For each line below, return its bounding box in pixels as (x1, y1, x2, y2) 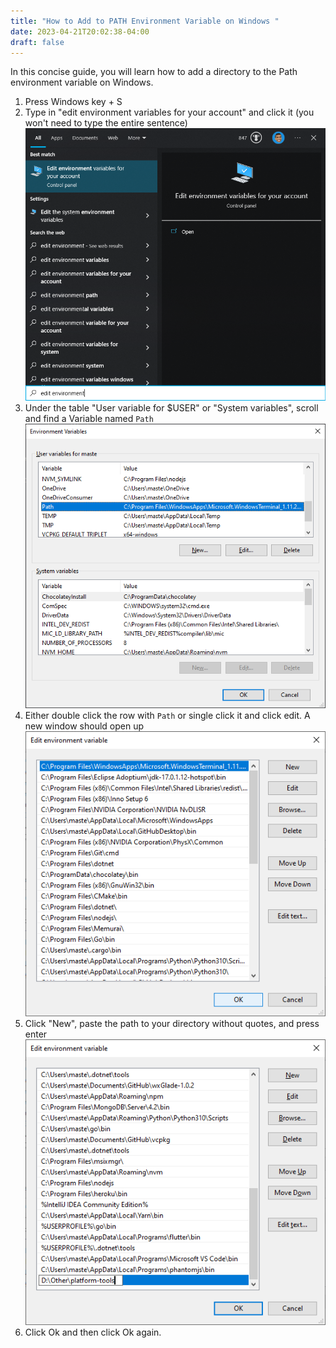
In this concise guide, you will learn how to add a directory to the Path (10, 66, 298, 78)
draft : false (10, 37, 65, 47)
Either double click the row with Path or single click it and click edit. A (24, 709, 311, 721)
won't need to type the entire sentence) (24, 117, 188, 129)
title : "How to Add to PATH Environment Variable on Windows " (10, 16, 280, 26)
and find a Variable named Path (24, 413, 154, 425)
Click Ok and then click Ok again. (24, 1326, 162, 1338)
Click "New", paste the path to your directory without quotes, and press (24, 1018, 320, 1030)
